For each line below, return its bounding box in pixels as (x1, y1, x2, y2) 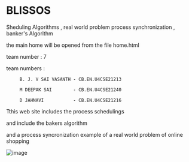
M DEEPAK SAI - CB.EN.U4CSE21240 (19, 86, 121, 93)
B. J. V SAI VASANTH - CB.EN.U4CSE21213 (19, 76, 121, 82)
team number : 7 (6, 53, 47, 60)
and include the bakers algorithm (6, 119, 88, 127)
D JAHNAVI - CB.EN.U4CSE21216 (19, 97, 121, 103)
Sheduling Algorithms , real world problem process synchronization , (6, 23, 175, 31)
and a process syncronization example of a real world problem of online (6, 131, 184, 138)
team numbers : (6, 64, 45, 72)
